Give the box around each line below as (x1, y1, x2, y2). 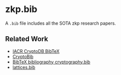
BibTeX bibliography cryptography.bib (12, 59, 90, 65)
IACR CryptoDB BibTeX (12, 48, 60, 54)
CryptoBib (12, 53, 33, 59)
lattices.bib (12, 64, 35, 70)
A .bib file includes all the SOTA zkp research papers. (5, 20, 116, 26)
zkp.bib (5, 4, 37, 15)
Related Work (5, 35, 48, 43)
